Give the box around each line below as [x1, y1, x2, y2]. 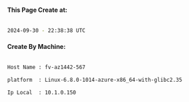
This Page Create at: [7, 6, 68, 14]
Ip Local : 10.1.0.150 [7, 89, 77, 96]
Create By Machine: [7, 42, 66, 50]
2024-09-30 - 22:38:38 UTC [7, 27, 86, 34]
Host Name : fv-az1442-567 [7, 64, 86, 71]
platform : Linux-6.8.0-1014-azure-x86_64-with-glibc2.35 [7, 77, 183, 84]
